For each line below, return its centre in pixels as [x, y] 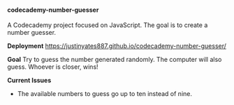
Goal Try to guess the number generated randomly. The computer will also [115, 60]
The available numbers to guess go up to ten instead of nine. [105, 94]
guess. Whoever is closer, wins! [53, 67]
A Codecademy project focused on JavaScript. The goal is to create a [108, 25]
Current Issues [29, 81]
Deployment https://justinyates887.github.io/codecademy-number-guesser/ [117, 46]
